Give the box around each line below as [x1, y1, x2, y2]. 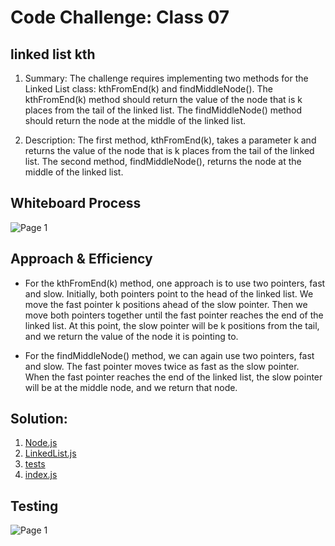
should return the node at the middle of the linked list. [24, 115, 247, 126]
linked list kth [10, 46, 96, 63]
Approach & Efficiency [10, 251, 153, 268]
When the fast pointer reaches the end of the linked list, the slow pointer [24, 371, 323, 383]
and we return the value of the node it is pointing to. [24, 330, 239, 342]
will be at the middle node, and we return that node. [24, 381, 238, 393]
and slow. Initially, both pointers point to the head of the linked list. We [24, 287, 314, 300]
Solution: [10, 411, 68, 428]
